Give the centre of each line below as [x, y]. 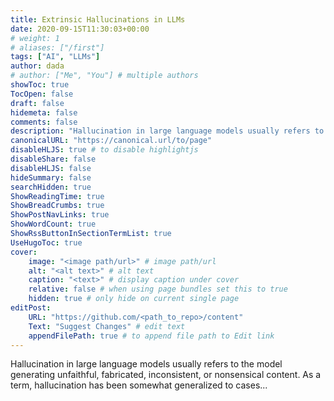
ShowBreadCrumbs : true [57, 206]
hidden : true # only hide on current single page [134, 299]
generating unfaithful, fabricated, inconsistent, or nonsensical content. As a [166, 375]
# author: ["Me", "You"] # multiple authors [104, 76]
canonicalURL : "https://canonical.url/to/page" [111, 141]
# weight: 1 [35, 38]
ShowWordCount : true [53, 224]
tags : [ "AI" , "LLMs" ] [55, 57]
